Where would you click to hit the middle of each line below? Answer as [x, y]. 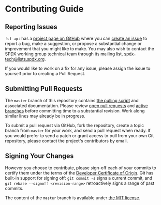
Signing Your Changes [39, 156]
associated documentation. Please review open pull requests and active [77, 106]
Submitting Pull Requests [44, 89]
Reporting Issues [31, 27]
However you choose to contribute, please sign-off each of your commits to [80, 168]
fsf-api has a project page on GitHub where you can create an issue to [76, 38]
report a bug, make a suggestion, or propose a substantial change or [73, 44]
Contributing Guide [44, 9]
